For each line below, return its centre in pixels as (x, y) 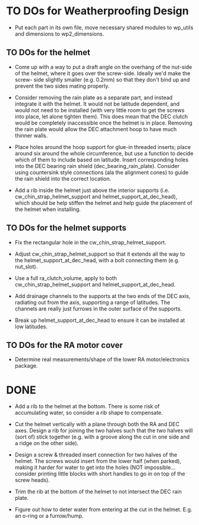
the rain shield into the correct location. (63, 178)
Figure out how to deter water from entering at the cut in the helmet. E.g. (103, 510)
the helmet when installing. (48, 209)
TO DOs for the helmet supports (66, 228)
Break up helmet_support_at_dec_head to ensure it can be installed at (100, 320)
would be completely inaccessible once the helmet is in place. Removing (104, 123)
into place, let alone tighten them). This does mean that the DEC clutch (101, 116)
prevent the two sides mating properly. (62, 86)
